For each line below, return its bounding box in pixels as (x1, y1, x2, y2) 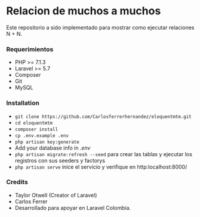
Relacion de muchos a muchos (6, 4, 161, 18)
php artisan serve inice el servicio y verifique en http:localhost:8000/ (14, 163, 187, 170)
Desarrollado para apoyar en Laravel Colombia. (14, 204, 131, 211)
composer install (14, 126, 59, 132)
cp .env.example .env (14, 132, 69, 138)
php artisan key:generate (14, 139, 79, 145)
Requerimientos (6, 45, 54, 53)
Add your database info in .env (14, 144, 91, 151)
